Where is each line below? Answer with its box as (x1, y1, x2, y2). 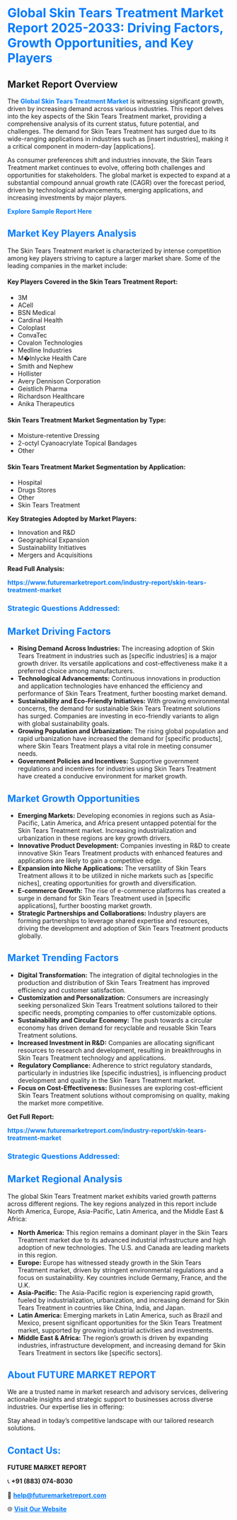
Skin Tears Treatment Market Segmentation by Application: (7, 462, 186, 471)
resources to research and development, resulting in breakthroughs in (17, 1046, 221, 1054)
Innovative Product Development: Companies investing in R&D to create (17, 841, 231, 850)
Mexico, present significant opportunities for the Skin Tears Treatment (17, 1318, 223, 1327)
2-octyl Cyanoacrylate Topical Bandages (17, 439, 137, 447)
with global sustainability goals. (17, 720, 110, 728)
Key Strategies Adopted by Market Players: (7, 514, 137, 523)
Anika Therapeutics (17, 400, 75, 408)
